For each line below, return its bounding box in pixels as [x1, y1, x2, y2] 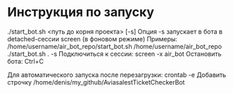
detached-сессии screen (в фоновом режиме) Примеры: [7, 34, 178, 43]
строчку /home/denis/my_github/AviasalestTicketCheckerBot [7, 78, 185, 86]
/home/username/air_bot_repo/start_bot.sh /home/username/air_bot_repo [7, 42, 222, 50]
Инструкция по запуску [7, 4, 155, 20]
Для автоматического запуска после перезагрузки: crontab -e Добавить [7, 71, 227, 79]
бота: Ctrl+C [7, 57, 44, 65]
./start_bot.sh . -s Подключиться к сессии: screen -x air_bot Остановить [7, 50, 222, 58]
